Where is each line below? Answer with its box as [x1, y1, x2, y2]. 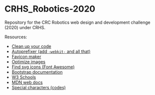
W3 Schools [11, 74, 36, 80]
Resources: [4, 34, 27, 40]
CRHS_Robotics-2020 [4, 3, 96, 15]
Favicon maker [11, 53, 42, 59]
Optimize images [11, 59, 46, 64]
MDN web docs [11, 79, 43, 85]
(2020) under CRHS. [4, 24, 46, 30]
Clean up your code [11, 43, 52, 49]
